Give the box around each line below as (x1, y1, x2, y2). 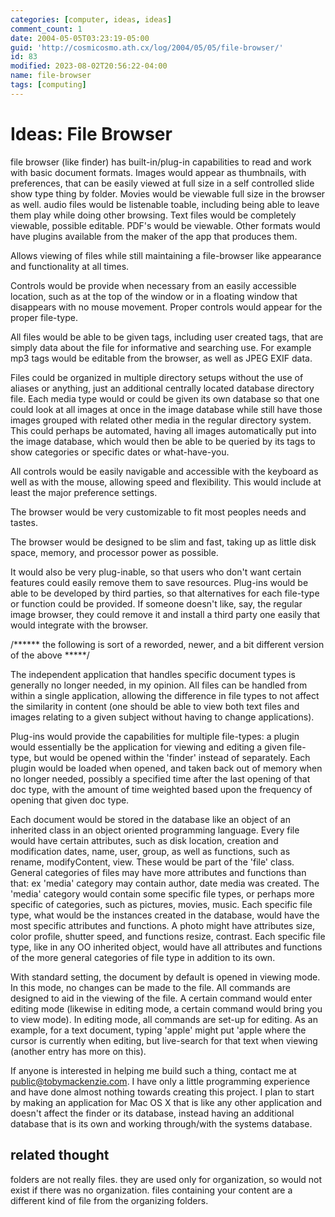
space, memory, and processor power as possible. (10, 546, 219, 558)
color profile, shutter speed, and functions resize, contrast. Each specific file (10, 930, 326, 942)
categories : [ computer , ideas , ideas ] (10, 14, 172, 25)
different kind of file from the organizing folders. (10, 1194, 209, 1206)
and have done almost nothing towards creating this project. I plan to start (10, 1086, 315, 1098)
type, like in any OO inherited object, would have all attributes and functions (10, 941, 323, 953)
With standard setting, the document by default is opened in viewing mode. (10, 971, 321, 983)
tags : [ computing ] (10, 80, 87, 90)
